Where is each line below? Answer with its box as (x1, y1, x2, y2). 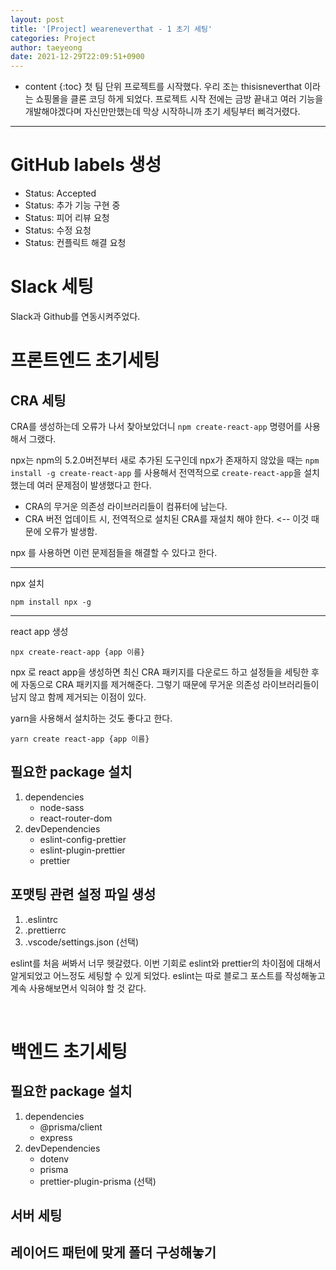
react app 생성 (10, 626, 69, 637)
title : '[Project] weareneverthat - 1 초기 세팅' (10, 24, 213, 34)
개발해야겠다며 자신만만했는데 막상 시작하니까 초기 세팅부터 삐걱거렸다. (24, 106, 301, 118)
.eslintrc (24, 913, 59, 925)
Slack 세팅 (10, 276, 95, 298)
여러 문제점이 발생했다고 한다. (36, 479, 152, 491)
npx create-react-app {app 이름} (10, 647, 146, 657)
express (39, 1131, 73, 1143)
